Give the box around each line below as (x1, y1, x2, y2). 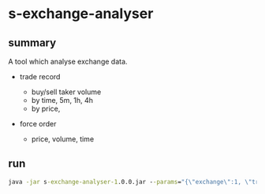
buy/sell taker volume (31, 87, 102, 97)
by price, (31, 104, 61, 113)
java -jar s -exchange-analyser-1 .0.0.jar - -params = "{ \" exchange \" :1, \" (8, 178, 252, 185)
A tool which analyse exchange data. (8, 57, 128, 66)
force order (19, 119, 57, 128)
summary (8, 36, 57, 49)
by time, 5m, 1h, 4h (31, 96, 93, 104)
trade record (19, 72, 61, 81)
